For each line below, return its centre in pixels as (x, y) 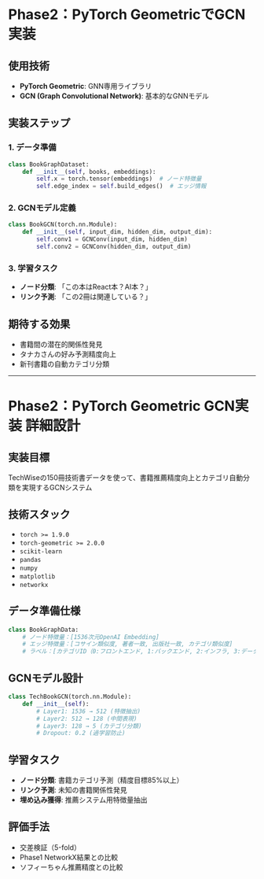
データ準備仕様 (44, 611)
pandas (30, 560)
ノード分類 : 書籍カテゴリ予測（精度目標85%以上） (101, 780)
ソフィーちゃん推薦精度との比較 (71, 867)
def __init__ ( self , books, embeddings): (89, 172)
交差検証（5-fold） (50, 847)
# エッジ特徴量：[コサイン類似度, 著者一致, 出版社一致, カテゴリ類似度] (128, 644)
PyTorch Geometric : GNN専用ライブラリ (86, 86)
